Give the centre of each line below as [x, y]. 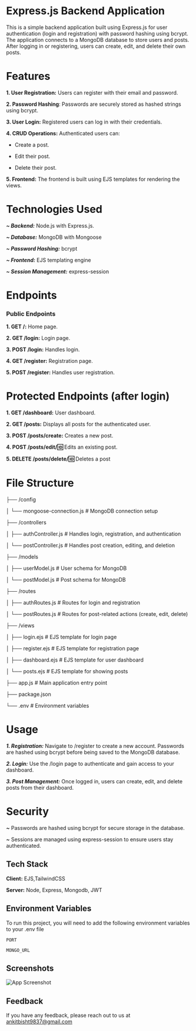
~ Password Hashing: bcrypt [42, 248]
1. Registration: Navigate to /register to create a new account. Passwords [95, 746]
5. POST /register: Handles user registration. [60, 372]
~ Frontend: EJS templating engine [49, 260]
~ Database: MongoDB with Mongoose [54, 237]
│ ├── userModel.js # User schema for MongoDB [67, 568]
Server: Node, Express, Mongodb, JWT [54, 890]
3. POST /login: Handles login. [43, 349]
